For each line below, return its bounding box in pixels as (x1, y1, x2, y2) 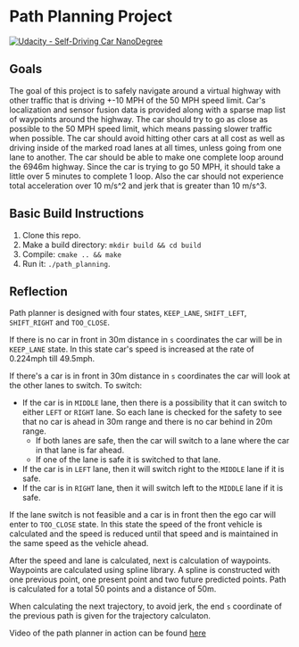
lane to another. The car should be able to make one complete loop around (9, 152, 284, 162)
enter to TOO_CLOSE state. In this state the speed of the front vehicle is (9, 519, 263, 530)
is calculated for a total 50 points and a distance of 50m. (9, 584, 217, 594)
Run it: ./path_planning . (21, 258, 111, 269)
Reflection (9, 284, 69, 299)
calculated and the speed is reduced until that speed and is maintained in (9, 528, 278, 539)
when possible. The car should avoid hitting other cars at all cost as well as (9, 132, 286, 144)
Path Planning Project (9, 6, 172, 27)
